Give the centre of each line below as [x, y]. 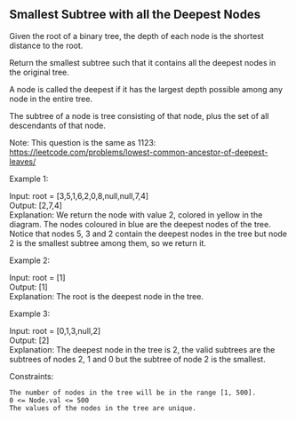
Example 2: [30, 260]
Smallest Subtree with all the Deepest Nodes [135, 15]
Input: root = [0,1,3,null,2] [55, 330]
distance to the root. [46, 45]
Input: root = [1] [37, 277]
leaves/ [23, 161]
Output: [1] [28, 287]
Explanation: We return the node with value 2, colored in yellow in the [136, 214]
